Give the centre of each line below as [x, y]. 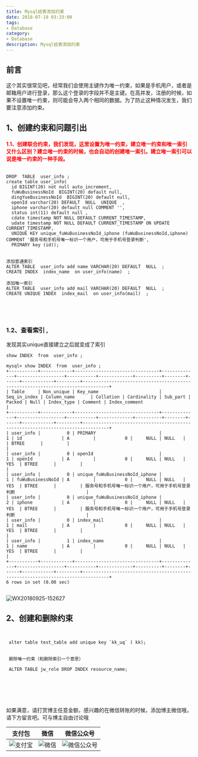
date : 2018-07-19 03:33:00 [39, 17]
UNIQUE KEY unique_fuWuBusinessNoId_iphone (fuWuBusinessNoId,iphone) [100, 234]
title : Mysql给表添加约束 [35, 12]
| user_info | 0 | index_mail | [84, 520]
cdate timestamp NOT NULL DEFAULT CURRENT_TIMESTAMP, [79, 218]
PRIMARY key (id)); [35, 245]
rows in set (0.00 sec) [40, 582]
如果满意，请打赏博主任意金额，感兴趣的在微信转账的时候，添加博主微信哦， [99, 710]
